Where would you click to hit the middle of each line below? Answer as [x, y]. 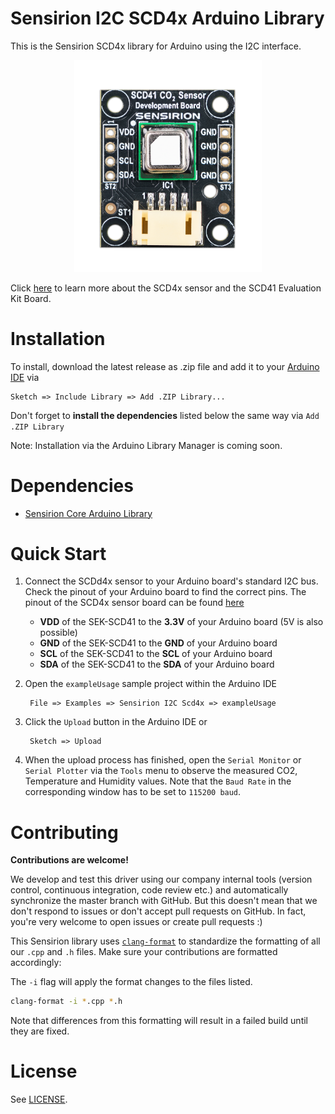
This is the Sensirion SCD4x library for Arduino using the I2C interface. [156, 46]
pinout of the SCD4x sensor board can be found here [134, 603]
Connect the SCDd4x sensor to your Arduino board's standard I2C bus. [171, 581]
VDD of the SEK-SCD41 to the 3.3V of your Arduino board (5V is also [181, 622]
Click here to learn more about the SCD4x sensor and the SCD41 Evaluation [166, 288]
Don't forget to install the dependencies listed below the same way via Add [165, 415]
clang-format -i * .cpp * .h [66, 1002]
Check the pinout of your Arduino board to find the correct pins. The [165, 592]
